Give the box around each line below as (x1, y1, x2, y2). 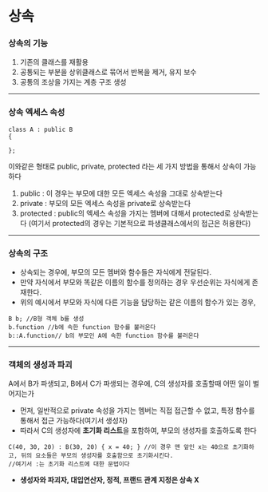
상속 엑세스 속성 (8, 107, 65, 118)
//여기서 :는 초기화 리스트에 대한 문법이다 (8, 460, 130, 468)
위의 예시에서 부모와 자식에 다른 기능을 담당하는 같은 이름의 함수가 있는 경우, (19, 297, 257, 307)
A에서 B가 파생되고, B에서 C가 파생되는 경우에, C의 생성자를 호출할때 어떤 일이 (8, 379, 251, 388)
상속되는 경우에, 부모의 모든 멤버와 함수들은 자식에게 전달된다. (19, 268, 212, 277)
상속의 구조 (8, 248, 49, 259)
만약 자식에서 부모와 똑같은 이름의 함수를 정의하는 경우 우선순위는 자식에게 (19, 277, 250, 288)
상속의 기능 (8, 38, 49, 49)
